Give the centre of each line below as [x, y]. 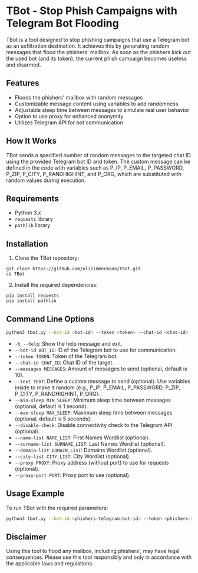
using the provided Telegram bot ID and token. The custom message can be [98, 161]
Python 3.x [28, 213]
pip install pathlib [32, 301]
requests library [34, 219]
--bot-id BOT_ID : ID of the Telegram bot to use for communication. [95, 350]
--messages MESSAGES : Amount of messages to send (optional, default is [101, 369]
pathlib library [32, 226]
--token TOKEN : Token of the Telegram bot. [66, 356]
